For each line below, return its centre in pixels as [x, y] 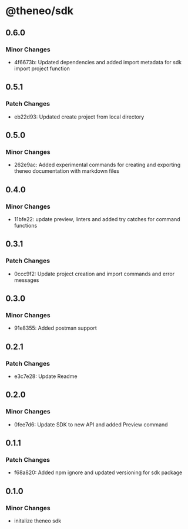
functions [26, 225]
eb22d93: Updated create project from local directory [79, 117]
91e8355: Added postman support [56, 328]
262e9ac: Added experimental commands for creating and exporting [97, 165]
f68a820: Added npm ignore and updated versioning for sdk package [98, 472]
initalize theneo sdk [38, 521]
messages [26, 280]
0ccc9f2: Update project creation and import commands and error [94, 274]
